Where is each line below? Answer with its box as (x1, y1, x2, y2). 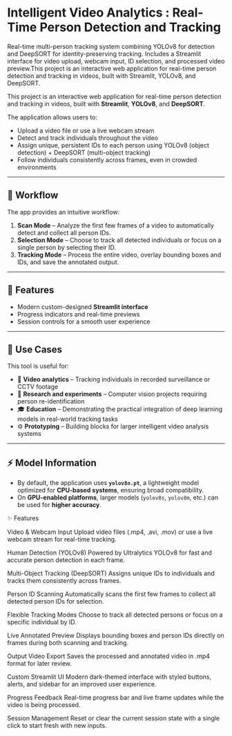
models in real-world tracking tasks (17, 415, 119, 424)
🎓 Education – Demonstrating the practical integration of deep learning (17, 405, 223, 413)
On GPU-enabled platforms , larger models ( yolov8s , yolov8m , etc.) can (17, 493, 219, 501)
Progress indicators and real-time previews (17, 310, 140, 318)
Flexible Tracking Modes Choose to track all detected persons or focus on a (7, 610, 223, 619)
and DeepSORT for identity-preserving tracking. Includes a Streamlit (7, 50, 202, 58)
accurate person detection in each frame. (7, 556, 126, 564)
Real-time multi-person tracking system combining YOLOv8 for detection (7, 42, 215, 50)
